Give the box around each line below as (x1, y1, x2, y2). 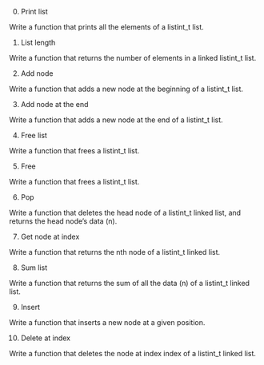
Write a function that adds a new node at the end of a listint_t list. (9, 115, 223, 125)
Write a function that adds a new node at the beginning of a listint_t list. (9, 84, 243, 93)
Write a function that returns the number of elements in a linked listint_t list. (9, 54, 257, 62)
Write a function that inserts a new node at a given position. (9, 318, 206, 327)
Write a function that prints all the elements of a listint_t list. (9, 22, 205, 31)
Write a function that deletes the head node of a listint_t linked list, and (9, 208, 242, 217)
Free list (20, 131, 47, 140)
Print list (20, 7, 49, 16)
